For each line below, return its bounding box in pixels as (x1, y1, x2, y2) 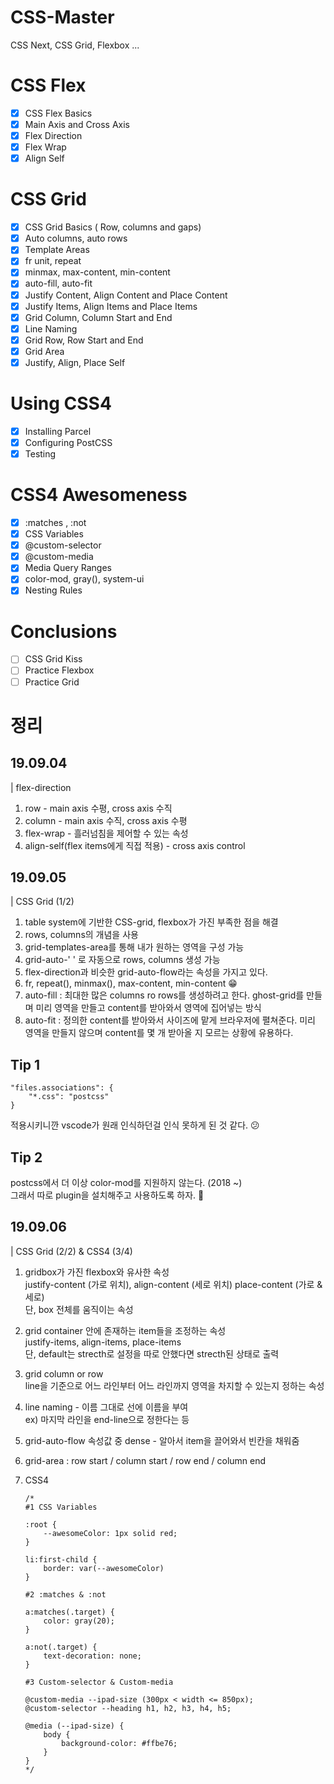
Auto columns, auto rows (24, 232, 128, 245)
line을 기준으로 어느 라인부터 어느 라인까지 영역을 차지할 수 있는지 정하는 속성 (24, 1379, 325, 1391)
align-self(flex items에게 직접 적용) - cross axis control (24, 839, 246, 851)
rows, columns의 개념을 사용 (24, 929, 139, 941)
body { (43, 1729, 71, 1740)
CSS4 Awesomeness (10, 484, 188, 506)
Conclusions (10, 620, 118, 643)
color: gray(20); (43, 1616, 115, 1626)
